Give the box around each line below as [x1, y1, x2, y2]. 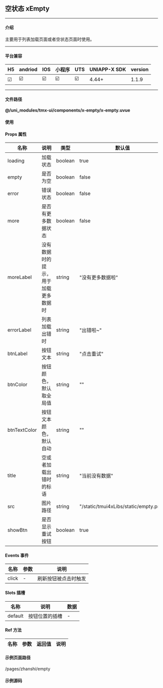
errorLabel [7, 327, 32, 333]
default [7, 612, 24, 619]
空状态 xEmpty [5, 4, 50, 13]
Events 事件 [5, 552, 29, 558]
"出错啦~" [79, 327, 102, 334]
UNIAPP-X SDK [89, 66, 126, 73]
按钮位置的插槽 [28, 613, 63, 620]
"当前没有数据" [79, 473, 114, 479]
